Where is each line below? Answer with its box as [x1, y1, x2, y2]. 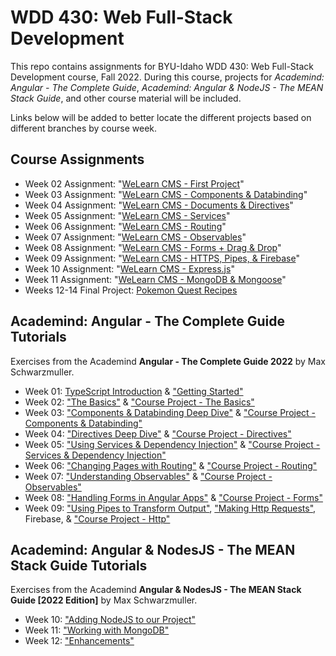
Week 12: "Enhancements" [24, 635, 135, 647]
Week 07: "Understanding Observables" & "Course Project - [24, 470, 273, 482]
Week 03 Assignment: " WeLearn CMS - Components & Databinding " [24, 188, 308, 200]
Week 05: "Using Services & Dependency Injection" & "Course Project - [24, 438, 321, 450]
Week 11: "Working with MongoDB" [24, 624, 170, 636]
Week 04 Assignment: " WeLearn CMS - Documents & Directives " [24, 199, 294, 211]
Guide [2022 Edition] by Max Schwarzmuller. [10, 594, 198, 606]
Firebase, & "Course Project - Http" [24, 512, 171, 525]
